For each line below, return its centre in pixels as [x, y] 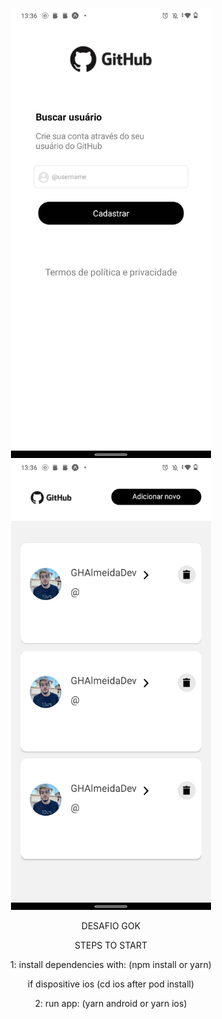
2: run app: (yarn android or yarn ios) [111, 1003]
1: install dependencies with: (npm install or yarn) [111, 964]
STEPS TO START [111, 945]
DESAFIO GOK [111, 926]
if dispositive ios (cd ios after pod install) [111, 984]
